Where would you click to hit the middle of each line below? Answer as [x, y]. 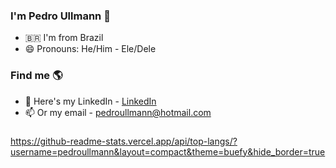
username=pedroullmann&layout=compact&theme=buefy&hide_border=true [168, 151]
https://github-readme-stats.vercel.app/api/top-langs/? [124, 141]
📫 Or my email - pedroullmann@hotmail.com [118, 112]
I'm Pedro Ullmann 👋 [60, 16]
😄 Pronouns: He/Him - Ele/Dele [90, 49]
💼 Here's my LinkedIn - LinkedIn [90, 101]
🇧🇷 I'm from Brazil [64, 38]
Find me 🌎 [36, 76]
